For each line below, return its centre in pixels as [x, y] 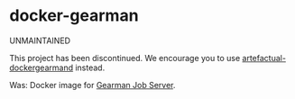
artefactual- [264, 58]
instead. [90, 67]
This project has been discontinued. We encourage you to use [125, 58]
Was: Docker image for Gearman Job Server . [92, 85]
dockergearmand [41, 67]
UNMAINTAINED [40, 40]
